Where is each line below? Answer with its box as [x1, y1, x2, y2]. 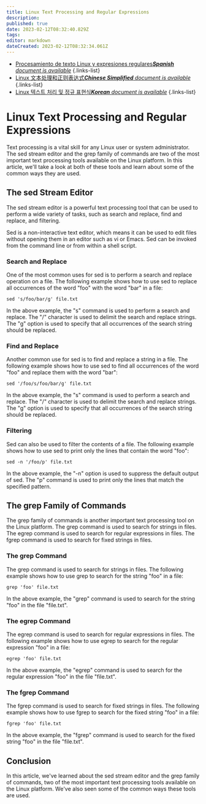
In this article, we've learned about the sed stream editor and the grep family [6, 772, 200, 779]
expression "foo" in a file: [6, 644, 71, 651]
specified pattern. [6, 483, 51, 490]
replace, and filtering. [6, 216, 61, 224]
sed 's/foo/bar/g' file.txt [6, 296, 78, 302]
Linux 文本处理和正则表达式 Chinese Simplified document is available [15, 74, 191, 81]
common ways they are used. [6, 170, 81, 177]
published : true [6, 20, 48, 26]
